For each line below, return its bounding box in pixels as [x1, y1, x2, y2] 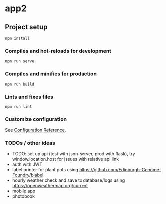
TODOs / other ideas [5, 140, 56, 147]
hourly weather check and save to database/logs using [12, 177, 125, 183]
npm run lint [5, 104, 32, 109]
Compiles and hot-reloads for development [5, 47, 112, 54]
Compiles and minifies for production [5, 70, 97, 77]
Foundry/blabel [12, 172, 44, 178]
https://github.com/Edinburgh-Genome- [79, 167, 162, 173]
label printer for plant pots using [12, 167, 79, 173]
